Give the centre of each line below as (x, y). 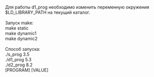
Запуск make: (19, 23)
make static (17, 28)
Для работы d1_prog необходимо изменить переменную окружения (77, 7)
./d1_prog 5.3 (18, 59)
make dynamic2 (21, 38)
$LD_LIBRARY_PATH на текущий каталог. (48, 12)
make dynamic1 (21, 33)
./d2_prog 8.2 (19, 65)
